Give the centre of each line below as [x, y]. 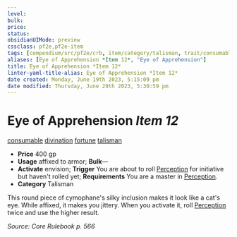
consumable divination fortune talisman [65, 140]
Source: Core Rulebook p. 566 [51, 226]
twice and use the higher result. [54, 213]
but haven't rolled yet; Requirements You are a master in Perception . [117, 176]
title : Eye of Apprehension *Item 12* [64, 66]
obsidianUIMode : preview [44, 40]
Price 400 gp [37, 154]
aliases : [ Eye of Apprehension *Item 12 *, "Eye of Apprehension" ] [107, 60]
